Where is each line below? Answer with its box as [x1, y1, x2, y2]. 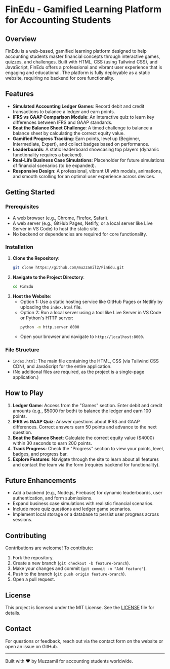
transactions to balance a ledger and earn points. [12, 108, 115, 115]
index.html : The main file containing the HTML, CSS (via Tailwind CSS [12, 358, 159, 364]
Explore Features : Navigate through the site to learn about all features [12, 456, 159, 462]
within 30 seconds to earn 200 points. [12, 440, 92, 446]
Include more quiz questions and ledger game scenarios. [12, 506, 132, 512]
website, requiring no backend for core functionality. [5, 75, 115, 81]
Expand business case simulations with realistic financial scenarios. [12, 500, 154, 507]
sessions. [12, 517, 33, 523]
